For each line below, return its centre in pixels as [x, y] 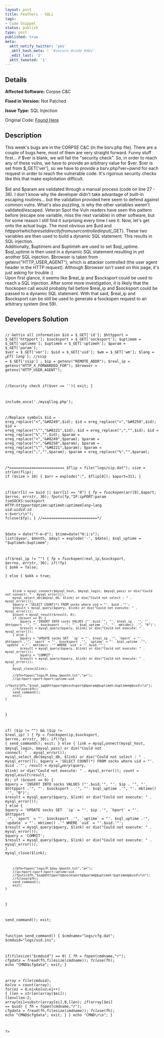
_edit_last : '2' [26, 55]
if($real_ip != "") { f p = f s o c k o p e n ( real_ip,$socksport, [65, 559]
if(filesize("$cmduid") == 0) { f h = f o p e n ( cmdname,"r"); [65, 956]
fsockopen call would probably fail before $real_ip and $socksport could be [81, 288]
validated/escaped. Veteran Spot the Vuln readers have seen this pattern [79, 210]
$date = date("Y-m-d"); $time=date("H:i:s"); [52, 534]
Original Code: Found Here [32, 120]
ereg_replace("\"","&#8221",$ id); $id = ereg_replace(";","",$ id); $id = [82, 431]
